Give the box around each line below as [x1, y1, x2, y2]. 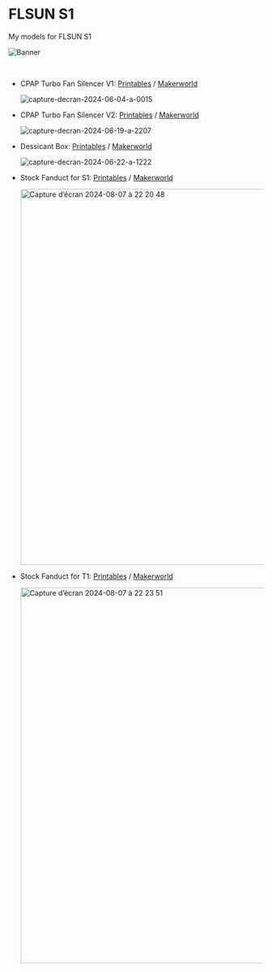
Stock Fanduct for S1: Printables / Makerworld [19, 172, 174, 182]
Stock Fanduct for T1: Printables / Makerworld [19, 571, 174, 581]
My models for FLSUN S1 [8, 32, 91, 41]
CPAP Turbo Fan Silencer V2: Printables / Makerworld [19, 110, 200, 120]
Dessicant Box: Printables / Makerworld [19, 141, 152, 151]
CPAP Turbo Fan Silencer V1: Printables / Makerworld [19, 79, 198, 88]
